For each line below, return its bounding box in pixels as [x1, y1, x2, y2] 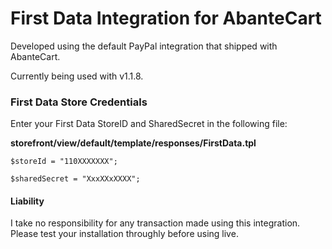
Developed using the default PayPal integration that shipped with [10, 40, 278, 52]
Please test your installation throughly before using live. [10, 228, 239, 240]
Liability [10, 195, 45, 207]
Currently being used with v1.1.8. [10, 70, 144, 82]
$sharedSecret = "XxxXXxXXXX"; [10, 174, 141, 184]
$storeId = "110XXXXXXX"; [10, 157, 118, 167]
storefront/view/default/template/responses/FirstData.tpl [10, 137, 257, 149]
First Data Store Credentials [10, 95, 148, 109]
